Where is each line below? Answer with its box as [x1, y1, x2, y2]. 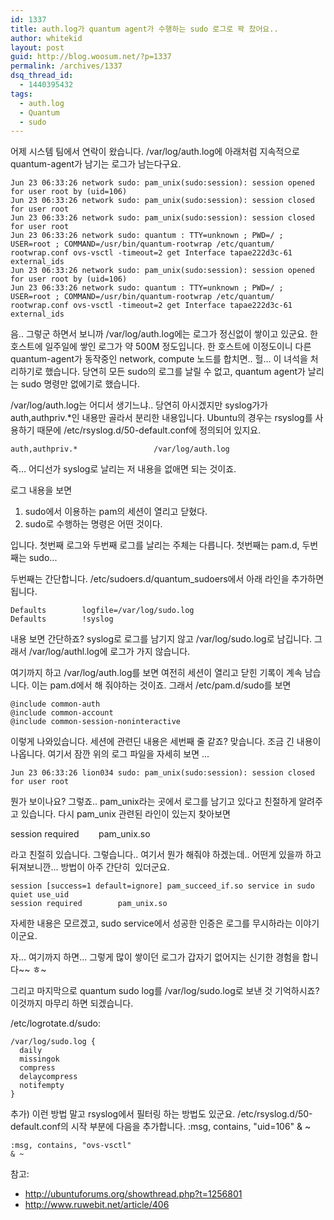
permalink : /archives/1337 [10, 61, 123, 71]
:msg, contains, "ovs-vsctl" [10, 1141, 132, 1151]
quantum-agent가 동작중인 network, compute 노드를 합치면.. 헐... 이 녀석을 [10, 353, 308, 365]
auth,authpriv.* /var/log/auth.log [10, 444, 230, 455]
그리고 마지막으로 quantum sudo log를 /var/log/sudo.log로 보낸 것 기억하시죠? [10, 985, 320, 997]
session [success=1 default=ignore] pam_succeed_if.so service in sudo [10, 881, 315, 891]
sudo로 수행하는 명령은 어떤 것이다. [24, 518, 163, 530]
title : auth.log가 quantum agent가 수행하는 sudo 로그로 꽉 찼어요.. [10, 24, 279, 34]
